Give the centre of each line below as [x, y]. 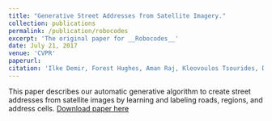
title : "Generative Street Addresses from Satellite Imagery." [117, 16]
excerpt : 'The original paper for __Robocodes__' [94, 38]
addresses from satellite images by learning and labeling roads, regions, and [136, 100]
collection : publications [52, 23]
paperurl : [25, 61]
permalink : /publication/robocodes [68, 31]
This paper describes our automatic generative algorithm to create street [130, 91]
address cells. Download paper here [69, 108]
